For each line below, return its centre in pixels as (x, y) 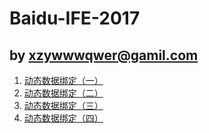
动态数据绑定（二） (63, 93)
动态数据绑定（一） (63, 80)
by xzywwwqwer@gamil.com (104, 55)
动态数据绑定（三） (63, 105)
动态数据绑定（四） (63, 118)
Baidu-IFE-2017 (75, 18)
